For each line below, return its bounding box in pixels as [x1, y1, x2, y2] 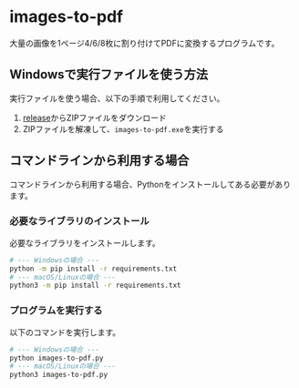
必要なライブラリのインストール [9, 215, 150, 228]
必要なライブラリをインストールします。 [9, 237, 161, 248]
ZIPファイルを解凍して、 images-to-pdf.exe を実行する [22, 123, 224, 134]
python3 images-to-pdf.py [9, 371, 108, 380]
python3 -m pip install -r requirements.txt [9, 281, 181, 291]
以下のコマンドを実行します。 [9, 326, 121, 338]
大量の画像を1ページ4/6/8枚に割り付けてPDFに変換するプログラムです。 [9, 37, 280, 48]
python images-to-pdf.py [9, 353, 104, 362]
